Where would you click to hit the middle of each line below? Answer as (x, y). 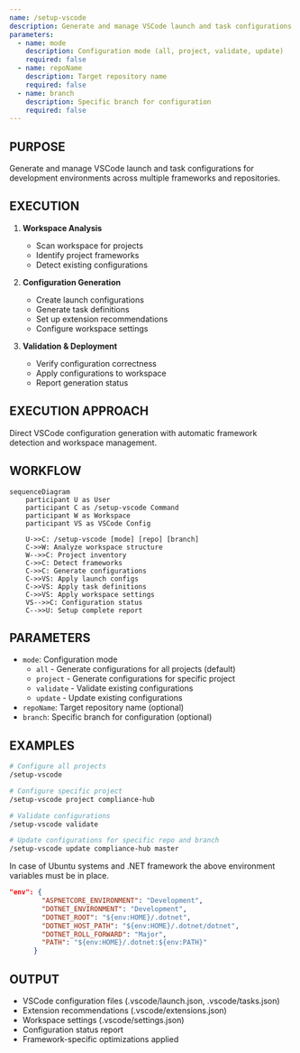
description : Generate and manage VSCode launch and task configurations (151, 26)
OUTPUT (35, 979)
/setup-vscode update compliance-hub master (94, 849)
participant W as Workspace (78, 516)
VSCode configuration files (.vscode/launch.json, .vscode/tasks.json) (151, 1001)
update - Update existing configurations (109, 698)
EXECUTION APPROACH (79, 411)
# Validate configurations (60, 815)
